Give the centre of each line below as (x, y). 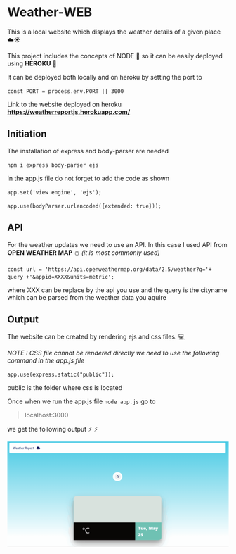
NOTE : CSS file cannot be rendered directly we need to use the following (113, 353)
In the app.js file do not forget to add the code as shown (88, 178)
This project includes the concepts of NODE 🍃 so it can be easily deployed (115, 56)
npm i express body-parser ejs (53, 165)
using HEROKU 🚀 (32, 63)
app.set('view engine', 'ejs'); (54, 192)
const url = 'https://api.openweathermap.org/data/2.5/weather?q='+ (110, 269)
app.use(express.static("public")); (61, 375)
